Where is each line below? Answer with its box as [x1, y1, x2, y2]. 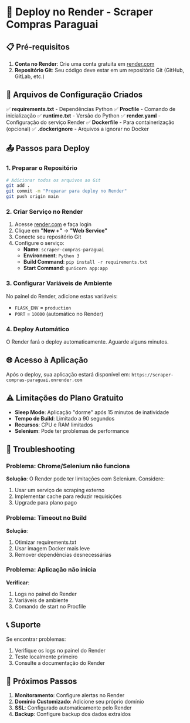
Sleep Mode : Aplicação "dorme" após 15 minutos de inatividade [14, 408, 169, 416]
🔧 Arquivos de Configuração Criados [6, 90, 143, 100]
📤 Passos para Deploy [6, 143, 90, 153]
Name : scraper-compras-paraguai [23, 246, 104, 253]
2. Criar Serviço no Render [6, 207, 83, 216]
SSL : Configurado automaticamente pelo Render [14, 704, 132, 711]
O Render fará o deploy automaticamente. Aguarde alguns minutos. [6, 338, 169, 345]
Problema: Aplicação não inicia [6, 566, 97, 574]
